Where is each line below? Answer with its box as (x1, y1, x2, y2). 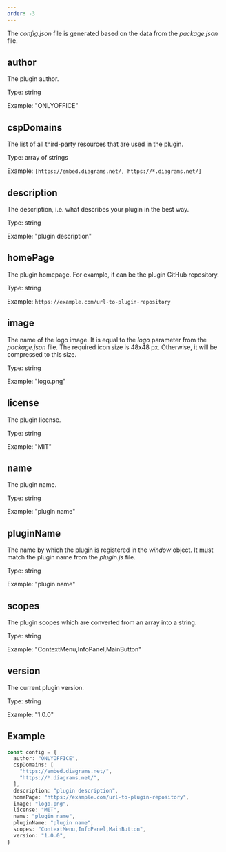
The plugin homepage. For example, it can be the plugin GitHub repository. (7, 270, 219, 279)
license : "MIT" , (13, 806, 60, 813)
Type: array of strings (7, 154, 69, 162)
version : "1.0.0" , (13, 832, 67, 839)
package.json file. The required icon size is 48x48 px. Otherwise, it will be (7, 343, 218, 351)
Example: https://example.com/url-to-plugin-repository (7, 297, 171, 305)
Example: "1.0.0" (7, 710, 54, 719)
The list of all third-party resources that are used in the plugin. (7, 140, 184, 149)
